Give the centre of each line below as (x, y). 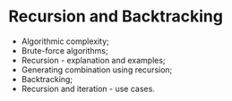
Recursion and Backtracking (116, 17)
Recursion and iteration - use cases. (88, 88)
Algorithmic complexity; (65, 41)
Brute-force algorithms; (64, 50)
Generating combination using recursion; (97, 70)
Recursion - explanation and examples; (94, 60)
